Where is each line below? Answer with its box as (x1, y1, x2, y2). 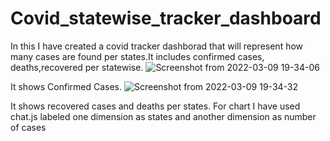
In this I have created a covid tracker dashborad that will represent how (10, 40, 304, 52)
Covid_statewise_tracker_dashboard (10, 7, 322, 30)
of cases (10, 121, 47, 133)
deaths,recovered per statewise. (10, 61, 144, 73)
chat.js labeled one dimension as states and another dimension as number (10, 110, 317, 122)
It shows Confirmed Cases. (10, 80, 123, 92)
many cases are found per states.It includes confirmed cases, (10, 50, 265, 62)
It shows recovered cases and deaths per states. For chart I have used (10, 100, 301, 112)
